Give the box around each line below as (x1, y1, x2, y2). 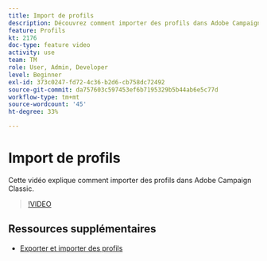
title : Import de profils (8, 11, 94, 20)
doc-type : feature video (8, 41, 91, 49)
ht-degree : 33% (8, 108, 59, 116)
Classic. (8, 184, 34, 193)
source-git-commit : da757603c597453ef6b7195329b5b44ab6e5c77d (8, 85, 219, 94)
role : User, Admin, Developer (8, 64, 109, 72)
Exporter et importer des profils (19, 243, 123, 253)
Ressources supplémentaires (8, 222, 157, 236)
